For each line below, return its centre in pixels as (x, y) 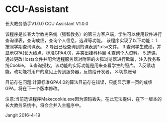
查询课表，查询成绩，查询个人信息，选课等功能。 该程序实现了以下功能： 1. (82, 40)
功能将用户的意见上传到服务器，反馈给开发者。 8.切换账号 (77, 71)
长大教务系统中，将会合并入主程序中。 (44, 105)
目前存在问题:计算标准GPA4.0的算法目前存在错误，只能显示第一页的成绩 (79, 82)
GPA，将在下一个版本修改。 (34, 88)
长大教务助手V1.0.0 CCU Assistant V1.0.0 (47, 23)
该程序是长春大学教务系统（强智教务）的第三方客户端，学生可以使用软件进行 (83, 34)
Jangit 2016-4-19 (23, 115)
